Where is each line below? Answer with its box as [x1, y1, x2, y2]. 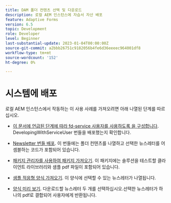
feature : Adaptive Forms [5, 17, 58, 22]
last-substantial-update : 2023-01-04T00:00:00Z [5, 41, 109, 46]
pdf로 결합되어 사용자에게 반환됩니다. [22, 192, 97, 198]
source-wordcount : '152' [5, 55, 58, 60]
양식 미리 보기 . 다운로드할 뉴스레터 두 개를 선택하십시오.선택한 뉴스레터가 [12, 186, 158, 192]
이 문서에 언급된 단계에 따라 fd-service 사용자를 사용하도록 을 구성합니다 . [12, 123, 159, 129]
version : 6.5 [5, 21, 33, 27]
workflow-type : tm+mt [5, 50, 52, 55]
